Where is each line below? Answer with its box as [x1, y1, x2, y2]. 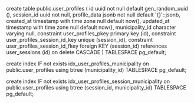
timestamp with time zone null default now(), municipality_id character [6, 24, 177, 31]
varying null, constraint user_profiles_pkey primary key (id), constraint [6, 30, 176, 37]
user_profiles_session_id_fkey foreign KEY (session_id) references [6, 42, 167, 49]
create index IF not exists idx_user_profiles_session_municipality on [6, 78, 170, 85]
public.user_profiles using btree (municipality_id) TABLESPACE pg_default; [6, 67, 187, 73]
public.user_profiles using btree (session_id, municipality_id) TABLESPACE [6, 84, 187, 91]
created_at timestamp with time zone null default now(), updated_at [6, 18, 170, 24]
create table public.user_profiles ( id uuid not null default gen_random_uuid [6, 5, 189, 12]
